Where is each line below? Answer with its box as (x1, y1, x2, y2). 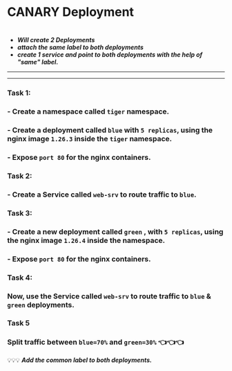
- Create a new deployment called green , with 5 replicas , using (7, 226, 224, 236)
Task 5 (7, 318, 30, 328)
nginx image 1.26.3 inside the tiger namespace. (7, 134, 173, 144)
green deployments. (7, 300, 75, 309)
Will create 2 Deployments (17, 36, 95, 44)
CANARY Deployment (7, 4, 135, 20)
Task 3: (7, 208, 32, 218)
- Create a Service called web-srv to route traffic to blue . (7, 190, 197, 199)
